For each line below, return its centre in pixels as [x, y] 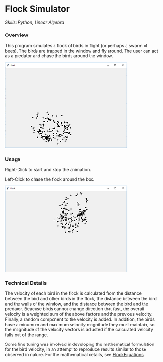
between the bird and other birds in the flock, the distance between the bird [81, 298]
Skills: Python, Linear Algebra [35, 22]
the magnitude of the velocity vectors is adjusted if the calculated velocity [79, 329]
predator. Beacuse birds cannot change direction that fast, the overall [75, 309]
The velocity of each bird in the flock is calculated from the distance [73, 293]
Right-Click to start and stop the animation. [48, 170]
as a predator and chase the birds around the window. [59, 56]
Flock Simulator [37, 9]
